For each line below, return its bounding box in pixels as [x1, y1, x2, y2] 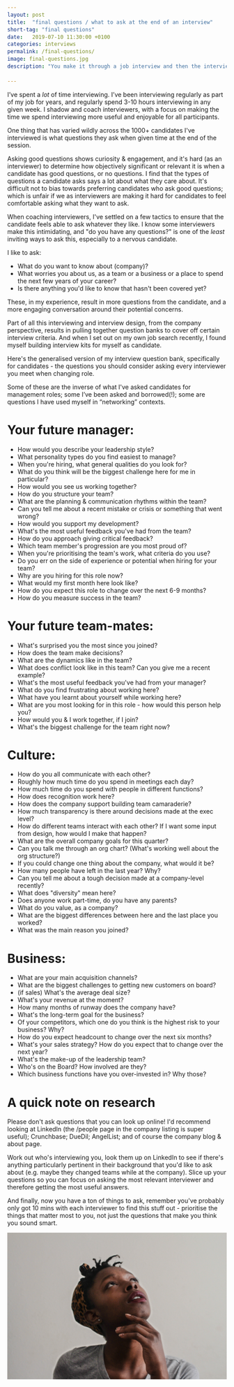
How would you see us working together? [17, 482, 137, 490]
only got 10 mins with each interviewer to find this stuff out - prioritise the [7, 1204, 218, 1212]
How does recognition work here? [17, 793, 115, 801]
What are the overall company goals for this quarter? [17, 837, 169, 845]
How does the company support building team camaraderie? [17, 800, 192, 808]
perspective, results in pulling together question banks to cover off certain [7, 325, 220, 335]
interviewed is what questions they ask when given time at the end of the [7, 133, 217, 142]
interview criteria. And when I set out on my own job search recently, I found [7, 333, 226, 342]
